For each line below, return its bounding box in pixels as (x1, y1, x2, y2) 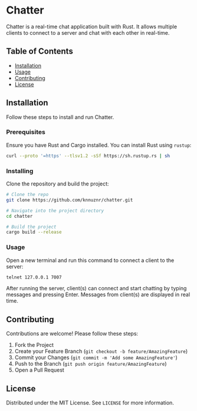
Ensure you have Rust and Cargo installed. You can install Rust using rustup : (6, 141, 192, 148)
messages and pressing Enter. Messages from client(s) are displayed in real (6, 291, 191, 298)
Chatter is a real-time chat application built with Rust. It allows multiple (6, 23, 178, 30)
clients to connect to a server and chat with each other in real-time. (6, 29, 170, 36)
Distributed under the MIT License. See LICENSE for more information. (6, 399, 174, 406)
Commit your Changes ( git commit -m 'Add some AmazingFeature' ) (14, 354, 178, 361)
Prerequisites (6, 128, 45, 136)
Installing (6, 167, 34, 175)
